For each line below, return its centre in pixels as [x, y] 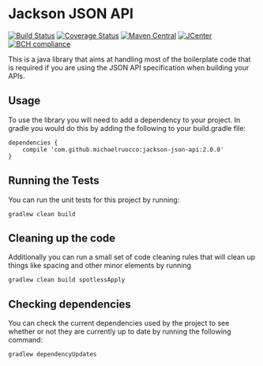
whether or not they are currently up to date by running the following [120, 331]
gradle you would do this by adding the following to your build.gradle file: [127, 128]
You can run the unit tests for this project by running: [94, 200]
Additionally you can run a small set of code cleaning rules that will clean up [132, 257]
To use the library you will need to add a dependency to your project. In [124, 120]
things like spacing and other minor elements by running [100, 266]
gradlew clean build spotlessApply [67, 280]
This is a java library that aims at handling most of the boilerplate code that [130, 59]
